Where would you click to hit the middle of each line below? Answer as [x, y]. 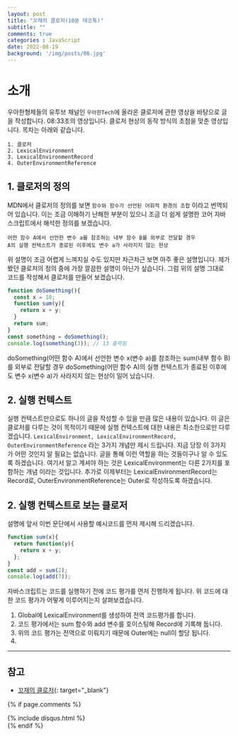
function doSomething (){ [44, 291]
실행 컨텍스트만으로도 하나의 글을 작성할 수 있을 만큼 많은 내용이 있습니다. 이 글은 [119, 418]
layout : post [27, 14]
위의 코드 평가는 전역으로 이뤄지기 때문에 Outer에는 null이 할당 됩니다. [114, 633]
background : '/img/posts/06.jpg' [57, 54]
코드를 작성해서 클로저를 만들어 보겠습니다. [66, 277]
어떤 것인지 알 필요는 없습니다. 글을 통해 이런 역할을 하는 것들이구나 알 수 [114, 454]
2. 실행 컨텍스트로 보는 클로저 [68, 505]
